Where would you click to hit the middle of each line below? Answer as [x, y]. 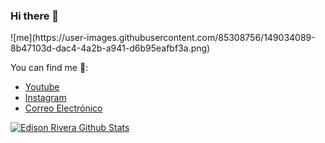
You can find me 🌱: [49, 68]
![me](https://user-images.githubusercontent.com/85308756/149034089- [163, 38]
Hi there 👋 [35, 16]
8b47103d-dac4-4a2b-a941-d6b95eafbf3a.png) [110, 48]
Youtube [42, 87]
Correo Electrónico [63, 108]
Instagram [45, 98]
